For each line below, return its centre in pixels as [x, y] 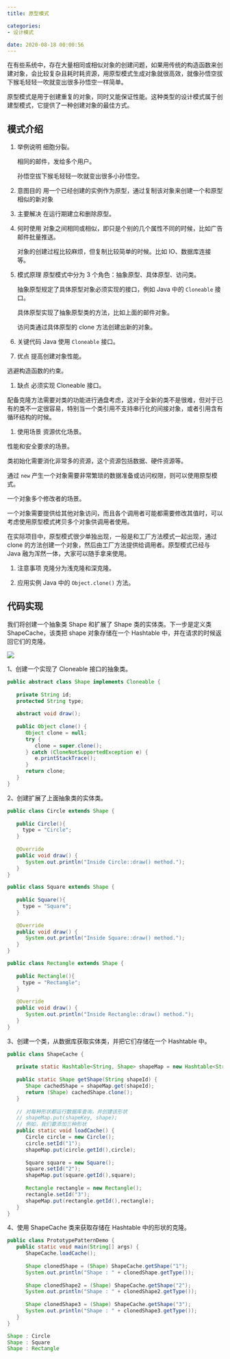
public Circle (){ [41, 824]
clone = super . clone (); [68, 745]
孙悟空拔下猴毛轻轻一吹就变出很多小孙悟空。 [80, 176]
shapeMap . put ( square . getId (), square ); [80, 1175]
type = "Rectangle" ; [51, 982]
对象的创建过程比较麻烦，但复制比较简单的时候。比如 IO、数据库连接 [114, 252]
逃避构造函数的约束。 [37, 371]
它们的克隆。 [31, 641]
